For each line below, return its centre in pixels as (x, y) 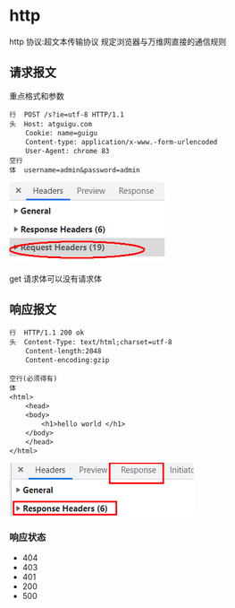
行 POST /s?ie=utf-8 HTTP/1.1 (67, 114)
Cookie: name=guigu (62, 133)
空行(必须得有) (34, 378)
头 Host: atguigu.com (50, 124)
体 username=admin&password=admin (75, 170)
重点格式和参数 (37, 96)
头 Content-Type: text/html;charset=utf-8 (91, 342)
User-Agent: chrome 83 (67, 151)
